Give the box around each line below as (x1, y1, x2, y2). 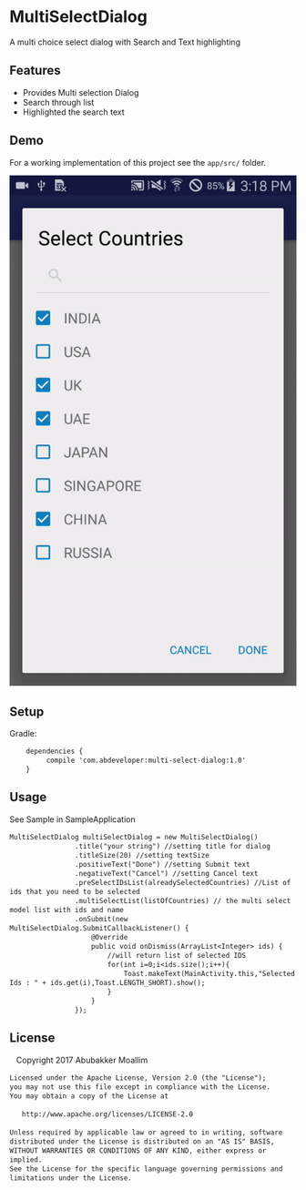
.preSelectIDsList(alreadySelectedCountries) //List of (74, 878, 291, 887)
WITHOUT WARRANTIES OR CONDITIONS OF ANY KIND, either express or (9, 1145, 267, 1155)
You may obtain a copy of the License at (9, 1091, 169, 1101)
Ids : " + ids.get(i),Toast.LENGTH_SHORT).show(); (9, 978, 206, 987)
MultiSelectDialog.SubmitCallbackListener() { (9, 923, 189, 932)
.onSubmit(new (74, 914, 128, 923)
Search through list (22, 97, 95, 107)
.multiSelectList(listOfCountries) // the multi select (74, 896, 291, 905)
